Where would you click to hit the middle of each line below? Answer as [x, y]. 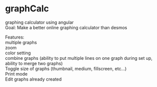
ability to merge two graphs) [34, 63]
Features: [15, 37]
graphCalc [27, 9]
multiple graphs [21, 42]
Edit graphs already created [33, 79]
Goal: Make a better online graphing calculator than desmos [66, 27]
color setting [18, 53]
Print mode [16, 74]
